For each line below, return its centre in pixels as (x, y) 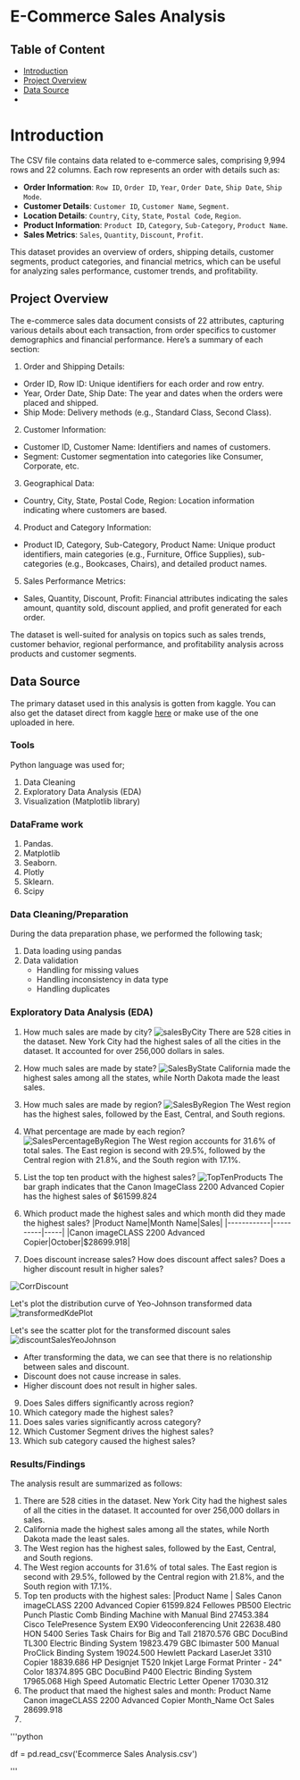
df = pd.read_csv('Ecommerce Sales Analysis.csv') (104, 1754)
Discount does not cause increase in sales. (102, 1376)
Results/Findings (48, 1464)
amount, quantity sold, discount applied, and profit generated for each (152, 607)
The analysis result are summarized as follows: (96, 1484)
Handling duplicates (73, 989)
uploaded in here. (42, 722)
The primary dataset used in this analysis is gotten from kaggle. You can (143, 703)
